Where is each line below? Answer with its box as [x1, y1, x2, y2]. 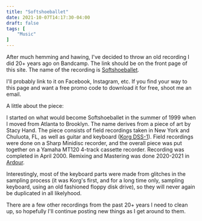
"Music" [17, 31, 36, 37]
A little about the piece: [6, 102, 64, 109]
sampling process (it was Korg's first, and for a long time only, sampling [6, 177, 185, 184]
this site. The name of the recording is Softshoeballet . [6, 66, 140, 73]
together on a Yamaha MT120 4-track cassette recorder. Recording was [6, 146, 185, 153]
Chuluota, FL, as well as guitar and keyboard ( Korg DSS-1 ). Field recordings [6, 133, 194, 140]
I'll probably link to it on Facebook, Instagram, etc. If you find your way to [6, 78, 188, 85]
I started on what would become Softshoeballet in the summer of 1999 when [6, 114, 196, 121]
